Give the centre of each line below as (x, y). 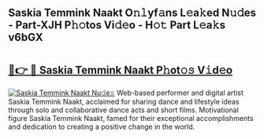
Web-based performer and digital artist (180, 93)
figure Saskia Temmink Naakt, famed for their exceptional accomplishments (131, 118)
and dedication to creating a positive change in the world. (102, 126)
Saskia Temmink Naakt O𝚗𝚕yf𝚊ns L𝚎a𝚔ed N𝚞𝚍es (132, 13)
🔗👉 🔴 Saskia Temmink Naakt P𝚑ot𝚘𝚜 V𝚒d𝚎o (121, 70)
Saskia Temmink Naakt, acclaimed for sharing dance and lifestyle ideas (124, 102)
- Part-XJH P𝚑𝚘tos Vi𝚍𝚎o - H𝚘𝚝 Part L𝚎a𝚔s (117, 26)
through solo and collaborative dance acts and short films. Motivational (123, 110)
